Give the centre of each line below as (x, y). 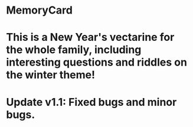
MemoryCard (39, 10)
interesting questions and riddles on (97, 62)
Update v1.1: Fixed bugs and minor (91, 102)
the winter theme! (51, 75)
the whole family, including (74, 50)
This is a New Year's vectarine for (90, 38)
